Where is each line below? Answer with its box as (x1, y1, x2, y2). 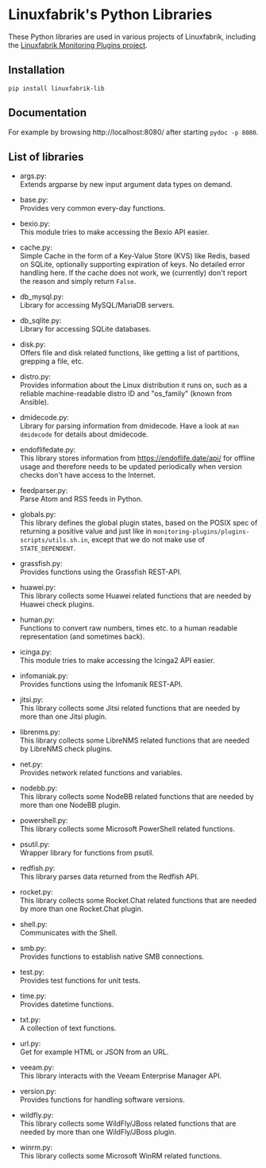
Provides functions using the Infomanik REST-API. (19, 680, 183, 689)
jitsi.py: (19, 695, 44, 704)
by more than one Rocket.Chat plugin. (19, 904, 144, 914)
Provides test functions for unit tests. (19, 976, 141, 985)
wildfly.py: (19, 1111, 54, 1120)
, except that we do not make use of (87, 535, 205, 545)
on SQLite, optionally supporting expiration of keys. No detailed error (19, 260, 245, 270)
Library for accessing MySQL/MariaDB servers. (19, 301, 175, 310)
